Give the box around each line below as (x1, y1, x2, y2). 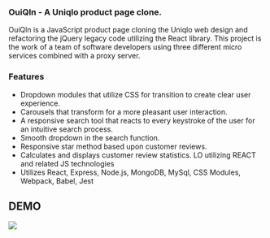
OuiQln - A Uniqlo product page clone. (8, 6, 163, 18)
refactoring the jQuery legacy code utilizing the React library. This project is (8, 33, 262, 43)
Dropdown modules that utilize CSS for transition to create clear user (20, 89, 251, 99)
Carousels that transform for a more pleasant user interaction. (20, 106, 228, 116)
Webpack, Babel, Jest (20, 175, 94, 185)
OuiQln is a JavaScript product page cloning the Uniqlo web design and (8, 25, 248, 35)
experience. (20, 98, 61, 108)
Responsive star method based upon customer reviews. (20, 141, 207, 151)
